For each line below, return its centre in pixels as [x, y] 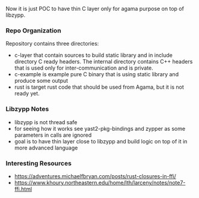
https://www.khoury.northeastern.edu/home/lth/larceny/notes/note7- [100, 182]
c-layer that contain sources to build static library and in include [93, 55]
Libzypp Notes [27, 109]
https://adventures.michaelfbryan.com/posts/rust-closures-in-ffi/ [95, 176]
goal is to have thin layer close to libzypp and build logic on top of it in [101, 141]
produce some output [41, 81]
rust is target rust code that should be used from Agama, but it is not [99, 87]
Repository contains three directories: [52, 44]
